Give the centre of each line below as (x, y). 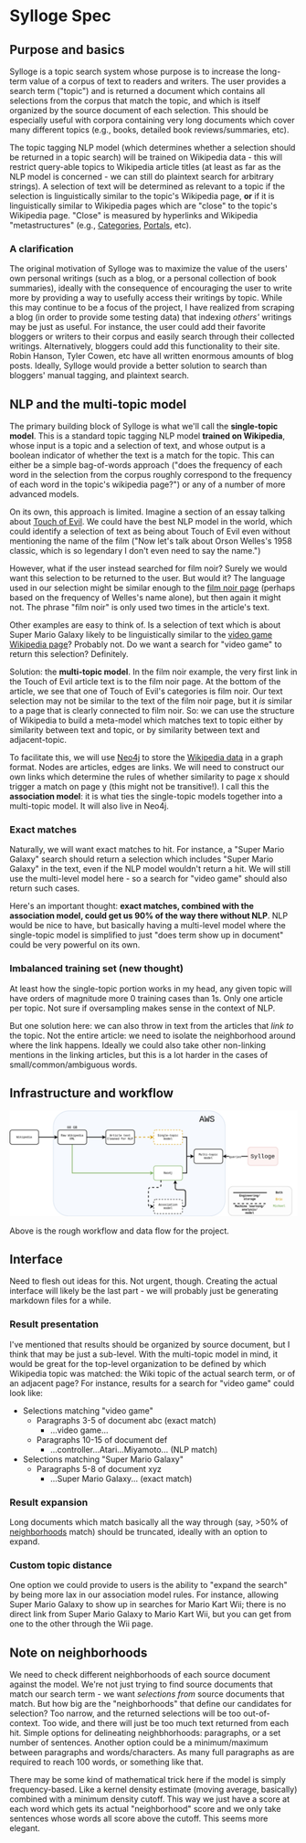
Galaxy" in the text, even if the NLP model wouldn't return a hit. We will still (150, 869)
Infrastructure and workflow (91, 1093)
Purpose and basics (67, 50)
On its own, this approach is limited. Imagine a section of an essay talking (148, 512)
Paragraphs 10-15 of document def (102, 1439)
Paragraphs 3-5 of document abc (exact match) (126, 1420)
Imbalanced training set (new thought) (97, 969)
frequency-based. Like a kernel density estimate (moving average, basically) (153, 1790)
